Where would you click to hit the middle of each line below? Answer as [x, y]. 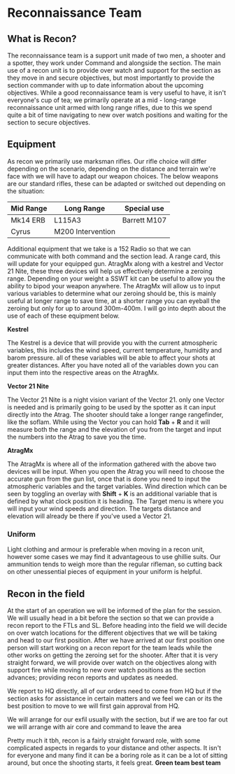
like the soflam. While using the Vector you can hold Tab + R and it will [109, 422]
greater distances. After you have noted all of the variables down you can [113, 365]
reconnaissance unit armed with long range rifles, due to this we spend [109, 107]
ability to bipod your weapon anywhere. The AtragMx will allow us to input [114, 286]
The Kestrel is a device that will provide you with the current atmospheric [113, 343]
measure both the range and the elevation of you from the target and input [114, 429]
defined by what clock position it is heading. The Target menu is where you [115, 501]
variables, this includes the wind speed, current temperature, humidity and [115, 350]
